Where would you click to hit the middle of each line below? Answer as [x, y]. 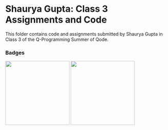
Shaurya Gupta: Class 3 [57, 9]
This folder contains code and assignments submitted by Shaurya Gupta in [84, 34]
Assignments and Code [56, 20]
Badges [15, 53]
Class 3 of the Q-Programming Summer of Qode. [57, 39]
